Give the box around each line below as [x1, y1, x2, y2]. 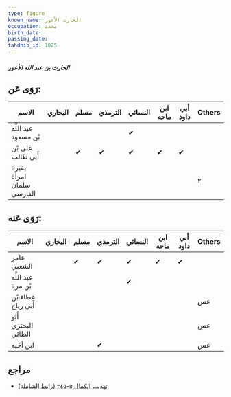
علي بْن [11, 144, 33, 153]
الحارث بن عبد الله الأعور [8, 63, 70, 71]
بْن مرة [11, 281, 32, 291]
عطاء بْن [11, 293, 36, 302]
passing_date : [8, 36, 49, 43]
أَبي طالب [11, 152, 40, 161]
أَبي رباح [11, 301, 35, 310]
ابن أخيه [11, 341, 35, 350]
